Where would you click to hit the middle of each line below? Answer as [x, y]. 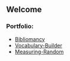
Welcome [24, 10]
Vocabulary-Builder [38, 45]
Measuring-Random [39, 52]
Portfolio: [20, 26]
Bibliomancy [30, 39]
